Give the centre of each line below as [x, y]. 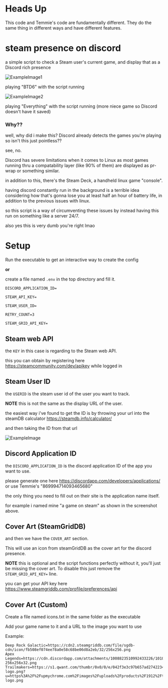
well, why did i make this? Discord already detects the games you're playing [83, 135]
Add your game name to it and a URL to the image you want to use [73, 626]
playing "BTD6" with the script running [45, 87]
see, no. [13, 150]
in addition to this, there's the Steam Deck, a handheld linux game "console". [84, 180]
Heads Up [26, 9]
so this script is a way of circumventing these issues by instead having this [82, 210]
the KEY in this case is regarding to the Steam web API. [61, 351]
